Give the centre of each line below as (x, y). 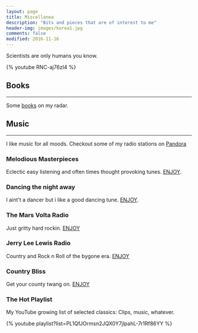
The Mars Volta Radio (37, 215)
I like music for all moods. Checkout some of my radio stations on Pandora (96, 144)
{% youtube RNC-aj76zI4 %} (41, 67)
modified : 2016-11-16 (33, 39)
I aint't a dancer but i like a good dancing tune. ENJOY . (72, 200)
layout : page (22, 11)
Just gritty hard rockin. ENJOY (43, 228)
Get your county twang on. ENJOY (48, 284)
